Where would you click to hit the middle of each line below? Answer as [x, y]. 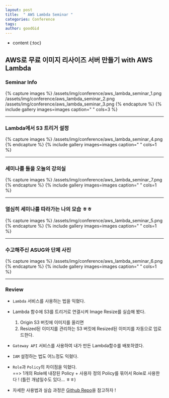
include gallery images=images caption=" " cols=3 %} [62, 109]
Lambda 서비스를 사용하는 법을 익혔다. [49, 301]
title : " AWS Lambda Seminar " [39, 15]
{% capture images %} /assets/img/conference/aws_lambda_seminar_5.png [84, 220]
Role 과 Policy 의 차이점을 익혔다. [45, 367]
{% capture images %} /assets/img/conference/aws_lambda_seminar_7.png [84, 180]
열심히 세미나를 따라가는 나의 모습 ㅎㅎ [49, 209]
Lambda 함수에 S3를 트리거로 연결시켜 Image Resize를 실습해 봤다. [79, 312]
